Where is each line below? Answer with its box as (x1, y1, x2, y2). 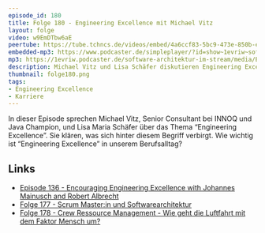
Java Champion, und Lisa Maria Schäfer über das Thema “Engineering (8, 122, 237, 132)
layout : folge (8, 26, 55, 34)
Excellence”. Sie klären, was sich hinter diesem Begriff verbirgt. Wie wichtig (8, 131, 254, 141)
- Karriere (8, 92, 44, 100)
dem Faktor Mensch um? (19, 216, 101, 226)
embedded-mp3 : (8, 48, 55, 56)
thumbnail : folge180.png (8, 70, 90, 78)
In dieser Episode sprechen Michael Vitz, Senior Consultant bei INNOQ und (8, 114, 252, 123)
